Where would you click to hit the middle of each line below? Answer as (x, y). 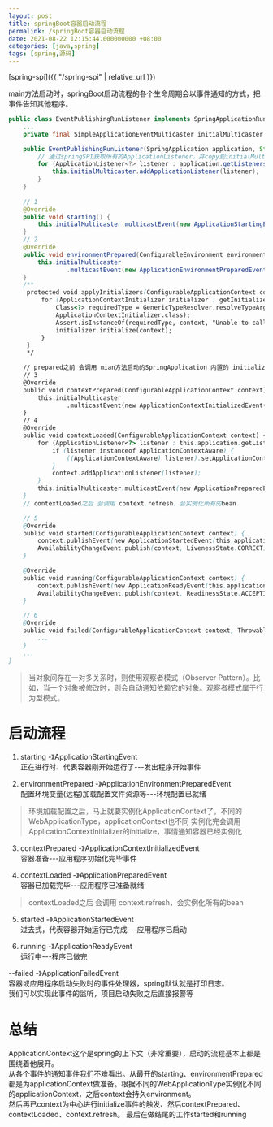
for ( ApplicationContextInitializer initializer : (129, 300)
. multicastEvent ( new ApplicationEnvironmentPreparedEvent (167, 270)
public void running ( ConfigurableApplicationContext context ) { (134, 578)
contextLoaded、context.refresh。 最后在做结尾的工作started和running (128, 1115)
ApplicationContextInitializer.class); (123, 315)
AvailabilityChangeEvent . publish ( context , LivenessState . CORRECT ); (154, 548)
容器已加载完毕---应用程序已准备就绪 (82, 886)
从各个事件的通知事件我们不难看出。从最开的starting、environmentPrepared (136, 1074)
